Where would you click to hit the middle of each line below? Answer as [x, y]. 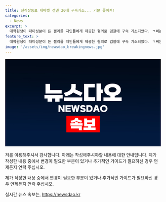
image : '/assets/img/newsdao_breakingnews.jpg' [55, 47]
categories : [17, 16]
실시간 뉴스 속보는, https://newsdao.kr [43, 195]
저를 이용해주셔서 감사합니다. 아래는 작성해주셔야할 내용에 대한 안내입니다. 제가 [81, 155]
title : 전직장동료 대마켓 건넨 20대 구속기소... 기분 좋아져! [60, 10]
